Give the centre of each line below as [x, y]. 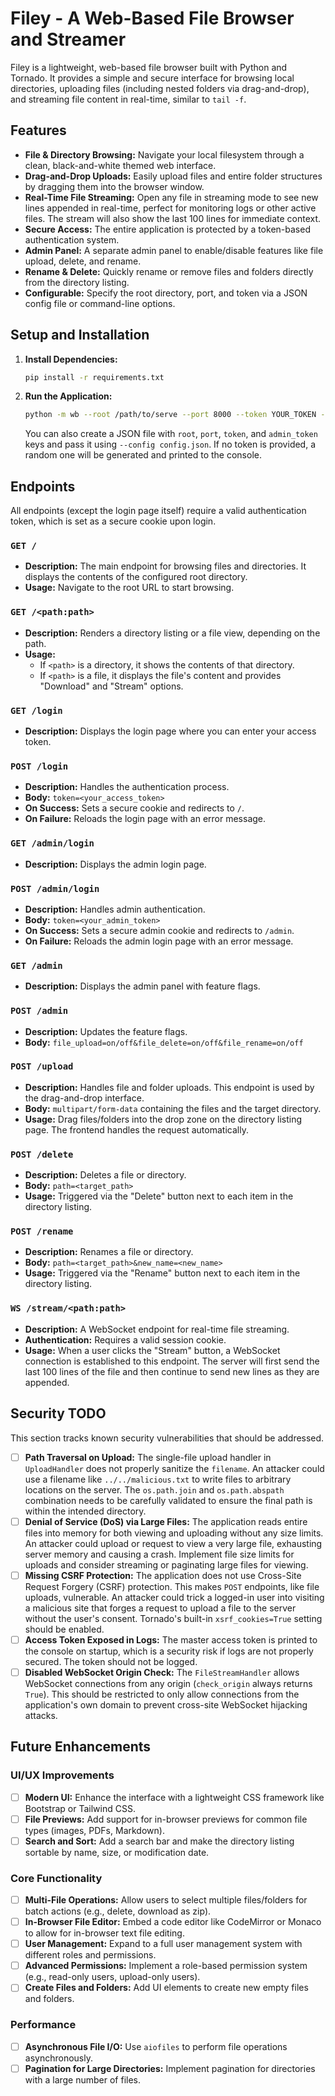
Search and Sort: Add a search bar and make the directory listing [159, 1841]
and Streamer [68, 39]
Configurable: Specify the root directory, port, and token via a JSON [166, 293]
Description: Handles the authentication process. [127, 787]
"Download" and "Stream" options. [111, 686]
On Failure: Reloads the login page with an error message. [145, 819]
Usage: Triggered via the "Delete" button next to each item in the [159, 1196]
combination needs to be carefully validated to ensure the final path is [168, 1500]
